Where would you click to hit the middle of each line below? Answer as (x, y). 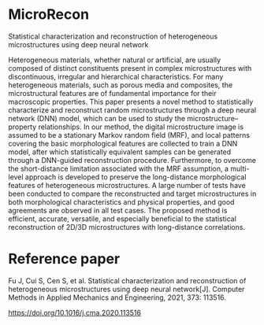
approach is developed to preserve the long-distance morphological (136, 177)
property (22, 127)
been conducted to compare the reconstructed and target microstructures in (132, 194)
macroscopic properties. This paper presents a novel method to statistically (131, 102)
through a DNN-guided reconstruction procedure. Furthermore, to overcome (132, 160)
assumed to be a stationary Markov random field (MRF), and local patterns (129, 135)
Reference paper (64, 259)
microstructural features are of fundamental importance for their (112, 93)
